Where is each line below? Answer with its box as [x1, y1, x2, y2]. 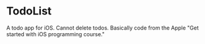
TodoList [6, 4, 52, 18]
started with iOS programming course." [6, 30, 105, 37]
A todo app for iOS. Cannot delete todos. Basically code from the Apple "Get [6, 24, 199, 31]
